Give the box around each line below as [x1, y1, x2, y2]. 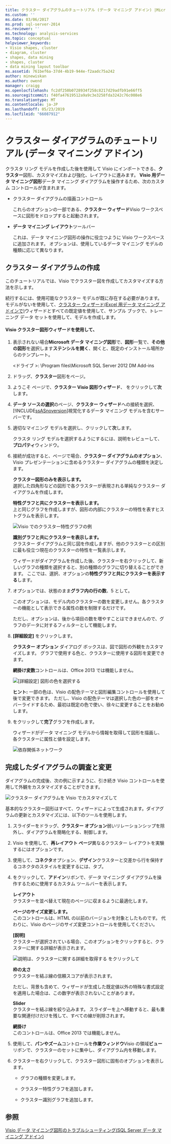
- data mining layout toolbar [5, 64, 70, 69]
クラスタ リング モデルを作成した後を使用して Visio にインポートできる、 [5, 165, 159, 171]
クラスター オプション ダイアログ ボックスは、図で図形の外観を [12, 643, 146, 649]
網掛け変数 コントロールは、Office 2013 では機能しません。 [12, 667, 136, 673]
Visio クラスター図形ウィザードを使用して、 [5, 327, 98, 333]
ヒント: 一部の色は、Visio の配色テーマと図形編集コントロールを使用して [12, 689, 165, 695]
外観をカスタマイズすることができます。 [18, 784, 103, 790]
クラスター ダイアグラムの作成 [5, 263, 100, 272]
